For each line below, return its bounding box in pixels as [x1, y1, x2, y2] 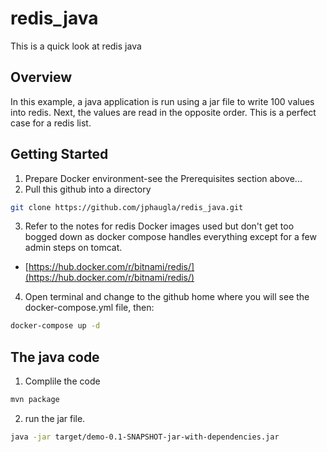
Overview [10, 69, 73, 86]
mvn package [10, 395, 60, 405]
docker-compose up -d [10, 321, 101, 331]
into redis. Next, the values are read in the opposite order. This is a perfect [10, 106, 317, 118]
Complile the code [24, 375, 101, 387]
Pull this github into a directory [24, 183, 152, 195]
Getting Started [10, 146, 109, 163]
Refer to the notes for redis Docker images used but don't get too [24, 220, 295, 232]
